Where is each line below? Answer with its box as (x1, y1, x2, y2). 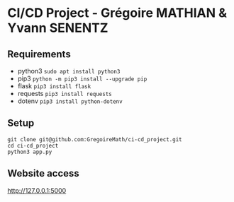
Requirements (7, 48, 71, 60)
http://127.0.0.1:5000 (7, 186, 67, 195)
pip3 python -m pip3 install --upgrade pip (17, 74, 147, 83)
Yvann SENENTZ (7, 20, 108, 36)
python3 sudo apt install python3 (17, 67, 121, 75)
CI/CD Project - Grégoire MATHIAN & (7, 5, 227, 21)
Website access (7, 167, 79, 179)
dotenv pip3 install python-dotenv (17, 97, 123, 105)
